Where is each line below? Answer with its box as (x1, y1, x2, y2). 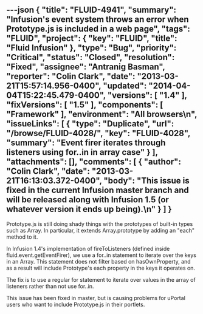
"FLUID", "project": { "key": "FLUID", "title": (6, 33, 177, 44)
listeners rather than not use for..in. (6, 282, 94, 290)
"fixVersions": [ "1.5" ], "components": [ (6, 100, 163, 110)
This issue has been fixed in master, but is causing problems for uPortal (6, 294, 185, 301)
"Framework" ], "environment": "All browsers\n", (6, 109, 198, 120)
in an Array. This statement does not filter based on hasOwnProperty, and (6, 258, 191, 265)
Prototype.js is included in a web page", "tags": (6, 24, 190, 34)
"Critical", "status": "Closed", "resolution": (6, 52, 175, 63)
